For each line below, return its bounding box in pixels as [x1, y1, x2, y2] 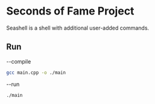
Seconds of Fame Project [6, 4, 134, 18]
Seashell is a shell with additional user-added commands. [6, 24, 150, 31]
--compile [6, 57, 31, 65]
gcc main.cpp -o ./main [6, 70, 66, 76]
